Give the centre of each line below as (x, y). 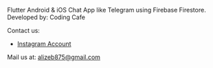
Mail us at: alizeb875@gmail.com (54, 57)
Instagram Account (44, 44)
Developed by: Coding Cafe (46, 17)
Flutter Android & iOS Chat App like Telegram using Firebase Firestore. (106, 10)
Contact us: (23, 31)
